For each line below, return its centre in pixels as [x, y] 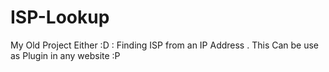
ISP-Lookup [60, 17]
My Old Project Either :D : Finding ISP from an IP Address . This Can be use [165, 45]
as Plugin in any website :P [65, 55]
